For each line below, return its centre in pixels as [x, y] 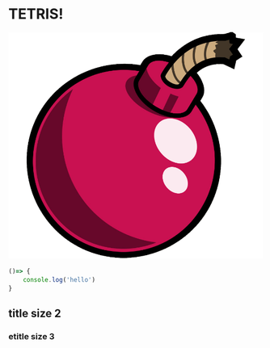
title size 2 [35, 313]
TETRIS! [36, 14]
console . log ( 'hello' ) [59, 279]
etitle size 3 [32, 336]
